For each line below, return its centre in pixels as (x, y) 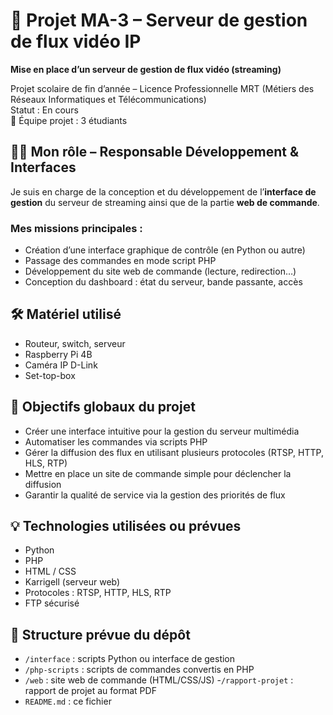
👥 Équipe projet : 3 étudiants (69, 120)
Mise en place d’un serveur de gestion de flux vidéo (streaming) (146, 69)
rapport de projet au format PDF (90, 691)
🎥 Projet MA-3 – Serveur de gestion (159, 20)
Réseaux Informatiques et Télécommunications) (108, 99)
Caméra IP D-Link (61, 365)
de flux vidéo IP (76, 41)
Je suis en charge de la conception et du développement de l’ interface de (163, 191)
